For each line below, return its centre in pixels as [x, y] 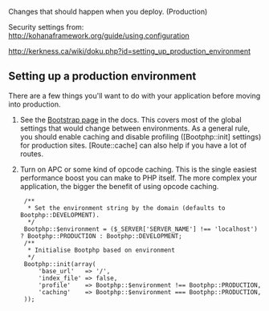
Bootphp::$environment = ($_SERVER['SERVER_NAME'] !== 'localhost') [141, 229]
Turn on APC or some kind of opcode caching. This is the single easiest [138, 169]
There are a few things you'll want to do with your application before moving [134, 95]
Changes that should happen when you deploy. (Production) [108, 12]
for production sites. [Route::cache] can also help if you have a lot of [133, 145]
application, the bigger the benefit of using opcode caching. [119, 186]
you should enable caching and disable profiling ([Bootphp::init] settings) [141, 136]
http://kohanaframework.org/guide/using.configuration [99, 36]
